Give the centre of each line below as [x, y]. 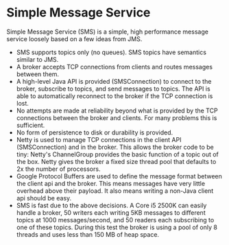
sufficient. [31, 125]
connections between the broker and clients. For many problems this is [117, 117]
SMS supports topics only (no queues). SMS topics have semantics [111, 52]
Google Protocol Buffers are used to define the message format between [119, 176]
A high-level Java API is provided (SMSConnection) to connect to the [114, 81]
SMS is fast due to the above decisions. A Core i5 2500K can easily [111, 205]
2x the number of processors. [58, 169]
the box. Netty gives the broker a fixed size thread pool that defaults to [116, 161]
